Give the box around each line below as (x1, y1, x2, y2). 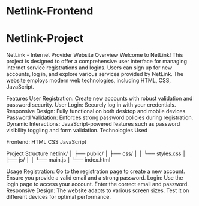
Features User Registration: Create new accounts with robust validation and (6, 95, 193, 102)
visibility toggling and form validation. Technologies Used (6, 127, 148, 134)
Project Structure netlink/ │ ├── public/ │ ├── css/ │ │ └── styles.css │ (6, 150, 186, 157)
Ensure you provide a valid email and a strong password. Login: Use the (6, 174, 183, 181)
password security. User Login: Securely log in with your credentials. (6, 101, 176, 108)
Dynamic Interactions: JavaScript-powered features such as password (6, 120, 180, 128)
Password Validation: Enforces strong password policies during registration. (6, 114, 194, 121)
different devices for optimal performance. (6, 193, 111, 201)
